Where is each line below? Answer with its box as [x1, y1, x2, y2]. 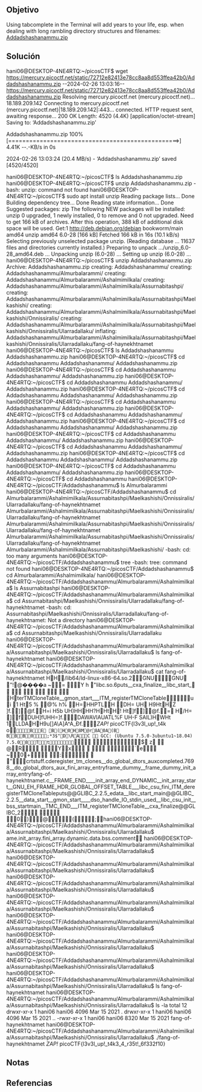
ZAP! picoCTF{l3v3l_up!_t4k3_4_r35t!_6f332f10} [46, 1040, 166, 1047]
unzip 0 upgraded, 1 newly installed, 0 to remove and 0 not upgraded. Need [6, 212, 194, 219]
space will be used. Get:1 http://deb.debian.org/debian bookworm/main [6, 224, 183, 232]
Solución [6, 51, 40, 62]
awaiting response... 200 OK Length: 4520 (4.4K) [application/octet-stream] [6, 112, 196, 120]
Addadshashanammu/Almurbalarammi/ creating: [6, 269, 127, 277]
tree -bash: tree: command [120, 559, 188, 566]
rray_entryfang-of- [6, 770, 52, 778]
